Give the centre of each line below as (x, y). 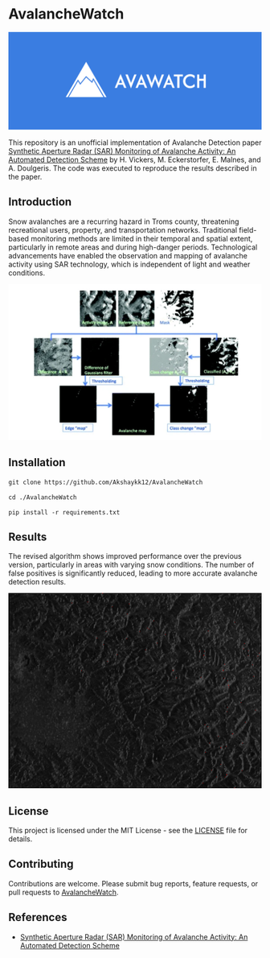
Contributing (41, 864)
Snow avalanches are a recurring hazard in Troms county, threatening (124, 221)
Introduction (40, 202)
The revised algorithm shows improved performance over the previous (125, 556)
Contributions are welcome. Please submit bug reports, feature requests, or (133, 883)
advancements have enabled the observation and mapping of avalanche (128, 255)
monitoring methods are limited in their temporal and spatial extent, (142, 238)
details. (20, 839)
